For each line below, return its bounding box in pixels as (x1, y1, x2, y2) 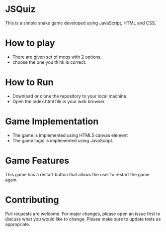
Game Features (5, 155, 70, 166)
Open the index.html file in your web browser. (12, 98, 106, 104)
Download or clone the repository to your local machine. (12, 93, 128, 99)
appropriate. (5, 221, 31, 227)
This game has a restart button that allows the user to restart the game (5, 171, 150, 177)
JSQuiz (5, 3, 36, 15)
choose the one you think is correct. (12, 59, 86, 65)
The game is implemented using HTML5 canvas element (12, 132, 128, 138)
